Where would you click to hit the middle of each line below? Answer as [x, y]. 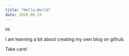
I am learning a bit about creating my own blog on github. [65, 39]
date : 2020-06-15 [24, 15]
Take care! [16, 49]
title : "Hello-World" [28, 10]
